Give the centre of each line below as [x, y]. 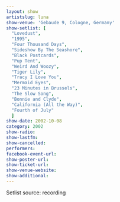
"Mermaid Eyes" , [31, 83]
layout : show [22, 11]
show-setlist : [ [26, 28]
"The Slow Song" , [33, 94]
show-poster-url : [27, 160]
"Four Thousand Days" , [39, 45]
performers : [21, 148]
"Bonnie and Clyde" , [37, 99]
